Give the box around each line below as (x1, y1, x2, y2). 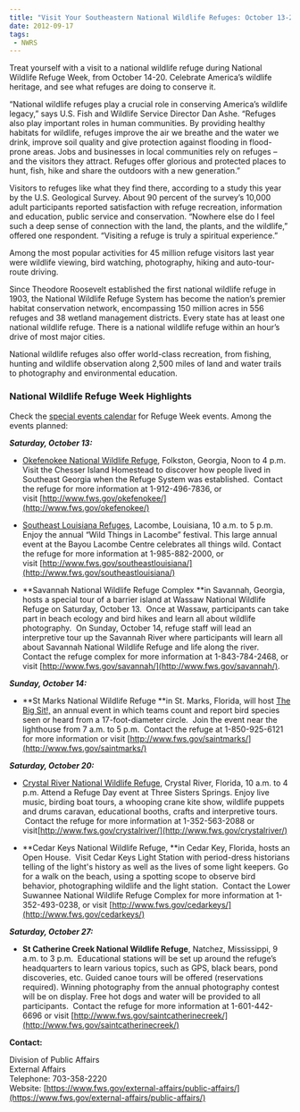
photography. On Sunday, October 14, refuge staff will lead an (21, 623, 252, 633)
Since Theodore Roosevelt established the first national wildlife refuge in (9, 284, 277, 295)
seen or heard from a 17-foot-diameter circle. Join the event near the (21, 714, 279, 725)
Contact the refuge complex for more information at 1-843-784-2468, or (21, 650, 288, 662)
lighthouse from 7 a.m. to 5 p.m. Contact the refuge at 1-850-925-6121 (21, 724, 284, 734)
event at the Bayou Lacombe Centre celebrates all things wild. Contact (21, 539, 282, 549)
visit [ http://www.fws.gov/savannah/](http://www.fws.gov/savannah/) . (21, 660, 280, 671)
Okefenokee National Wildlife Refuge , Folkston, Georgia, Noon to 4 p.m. (21, 454, 287, 465)
